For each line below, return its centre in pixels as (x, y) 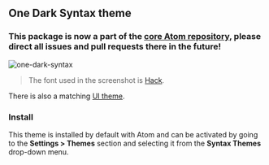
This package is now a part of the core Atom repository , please (135, 37)
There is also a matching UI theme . (67, 96)
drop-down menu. (39, 152)
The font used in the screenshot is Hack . (96, 80)
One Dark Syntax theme (70, 13)
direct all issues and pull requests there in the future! (115, 46)
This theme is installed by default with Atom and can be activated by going (133, 134)
